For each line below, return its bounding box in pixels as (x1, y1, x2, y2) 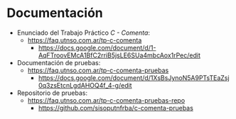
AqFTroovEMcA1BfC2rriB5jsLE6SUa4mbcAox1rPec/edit (38, 51, 200, 59)
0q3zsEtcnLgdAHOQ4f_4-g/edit (38, 81, 132, 89)
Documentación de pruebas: (16, 58, 101, 67)
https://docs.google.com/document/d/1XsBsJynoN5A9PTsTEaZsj (38, 73, 230, 82)
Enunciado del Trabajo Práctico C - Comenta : (16, 28, 151, 37)
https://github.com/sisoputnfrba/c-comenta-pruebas (38, 103, 193, 112)
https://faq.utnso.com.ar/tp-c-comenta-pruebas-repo (27, 96, 186, 104)
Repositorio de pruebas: (16, 89, 88, 97)
